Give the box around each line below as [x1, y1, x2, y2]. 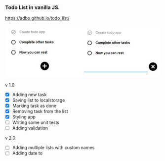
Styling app [12, 114, 36, 120]
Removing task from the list [12, 108, 68, 114]
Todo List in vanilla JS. [5, 4, 60, 11]
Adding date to [12, 150, 43, 156]
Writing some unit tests [12, 119, 60, 125]
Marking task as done [12, 103, 57, 108]
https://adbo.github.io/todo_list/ [5, 15, 70, 21]
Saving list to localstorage [12, 97, 65, 103]
